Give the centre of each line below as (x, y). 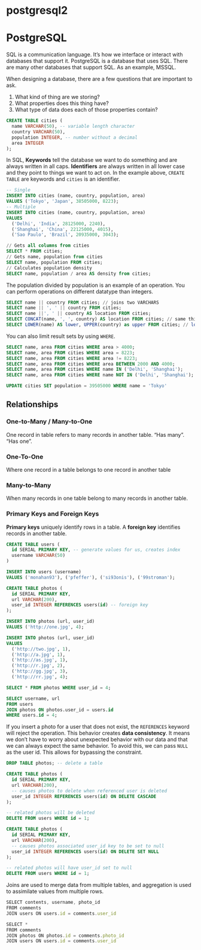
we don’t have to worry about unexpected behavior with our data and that (97, 739)
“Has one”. (19, 441)
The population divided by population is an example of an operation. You (96, 285)
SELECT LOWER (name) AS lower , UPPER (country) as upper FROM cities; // (97, 325)
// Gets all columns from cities (48, 246)
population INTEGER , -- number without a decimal (74, 137)
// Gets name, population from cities (54, 257)
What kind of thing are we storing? (57, 97)
